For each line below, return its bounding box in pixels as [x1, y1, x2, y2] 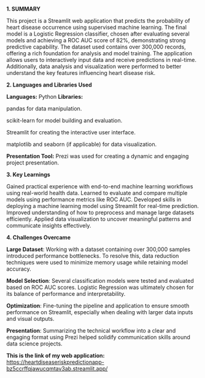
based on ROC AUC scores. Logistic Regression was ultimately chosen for [6, 283, 194, 291]
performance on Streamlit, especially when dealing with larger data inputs [6, 309, 193, 315]
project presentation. [6, 159, 60, 166]
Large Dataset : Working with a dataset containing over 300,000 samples [6, 245, 191, 253]
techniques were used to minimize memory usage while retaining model [6, 259, 188, 266]
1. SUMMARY [6, 6, 41, 12]
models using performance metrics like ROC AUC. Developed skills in [6, 196, 182, 203]
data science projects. [6, 340, 63, 347]
